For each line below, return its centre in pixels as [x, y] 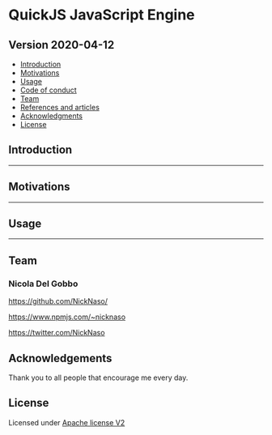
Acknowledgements [60, 358]
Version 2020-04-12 [62, 45]
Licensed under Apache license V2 [67, 422]
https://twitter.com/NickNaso [57, 333]
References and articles [59, 107]
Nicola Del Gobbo [43, 284]
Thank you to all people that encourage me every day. [98, 377]
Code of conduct [48, 90]
